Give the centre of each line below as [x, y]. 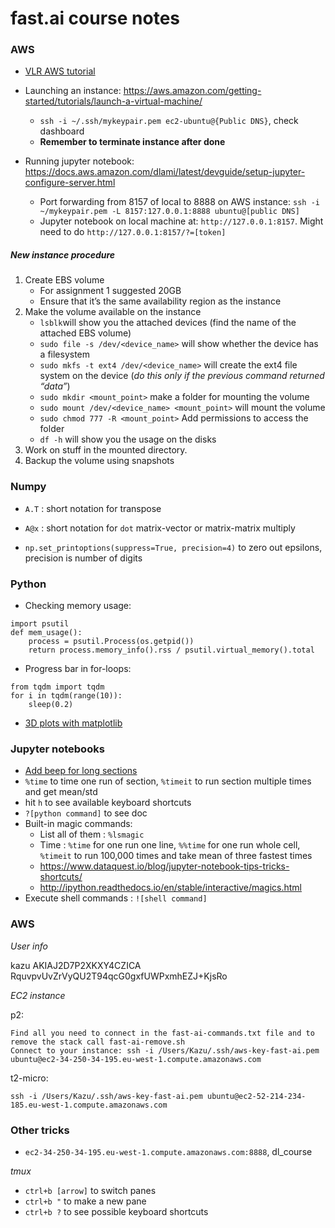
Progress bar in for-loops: [78, 669]
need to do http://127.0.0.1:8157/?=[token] [133, 232]
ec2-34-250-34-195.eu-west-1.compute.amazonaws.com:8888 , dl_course [168, 1151]
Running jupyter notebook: [79, 161]
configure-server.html [70, 183]
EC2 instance [38, 995]
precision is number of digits [83, 558]
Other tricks [40, 1130]
